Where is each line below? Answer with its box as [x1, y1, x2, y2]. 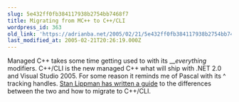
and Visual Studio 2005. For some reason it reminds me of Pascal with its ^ [7, 72, 226, 81]
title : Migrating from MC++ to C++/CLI [7, 17, 126, 24]
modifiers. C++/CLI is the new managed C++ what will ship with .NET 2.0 [7, 64, 222, 73]
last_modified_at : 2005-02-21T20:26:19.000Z [7, 37, 142, 44]
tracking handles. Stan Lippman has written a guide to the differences [7, 79, 212, 88]
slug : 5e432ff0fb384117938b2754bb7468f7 [7, 10, 129, 18]
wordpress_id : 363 [7, 24, 62, 31]
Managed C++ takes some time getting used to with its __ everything [7, 56, 207, 65]
